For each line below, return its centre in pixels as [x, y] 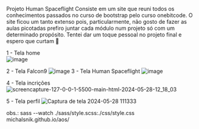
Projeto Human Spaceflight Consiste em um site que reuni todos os [90, 9]
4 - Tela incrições [28, 83]
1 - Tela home [23, 53]
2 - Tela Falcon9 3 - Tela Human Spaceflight [73, 71]
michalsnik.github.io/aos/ [38, 119]
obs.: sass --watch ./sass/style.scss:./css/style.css [71, 113]
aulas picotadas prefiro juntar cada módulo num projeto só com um [91, 28]
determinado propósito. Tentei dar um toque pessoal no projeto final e [94, 35]
